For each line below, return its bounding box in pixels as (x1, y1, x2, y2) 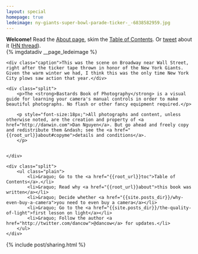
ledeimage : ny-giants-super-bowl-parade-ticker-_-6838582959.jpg (6, 20, 170, 25)
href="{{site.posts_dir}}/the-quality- (93, 205, 192, 211)
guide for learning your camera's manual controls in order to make (6, 96, 178, 102)
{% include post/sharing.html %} (6, 241, 86, 249)
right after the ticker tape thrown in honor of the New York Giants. (6, 65, 184, 71)
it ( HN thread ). (6, 42, 41, 49)
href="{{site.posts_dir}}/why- (106, 195, 184, 201)
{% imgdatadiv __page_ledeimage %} (6, 49, 98, 56)
